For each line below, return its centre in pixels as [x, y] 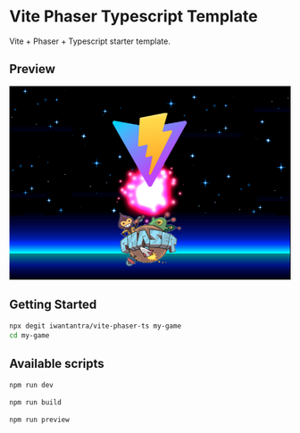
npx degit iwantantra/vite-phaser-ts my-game [95, 326]
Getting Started [53, 305]
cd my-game [29, 336]
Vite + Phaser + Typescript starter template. [90, 41]
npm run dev [31, 386]
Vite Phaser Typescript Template [133, 17]
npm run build [36, 402]
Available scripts [57, 363]
